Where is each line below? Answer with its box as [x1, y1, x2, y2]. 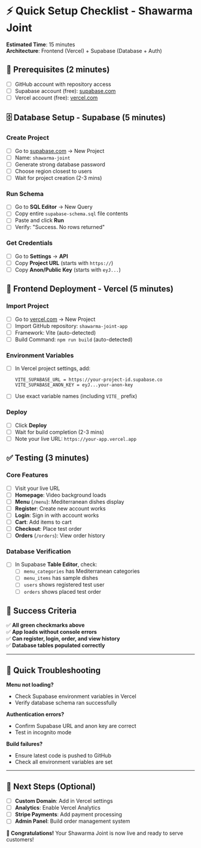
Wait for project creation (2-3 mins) [14, 174, 102, 181]
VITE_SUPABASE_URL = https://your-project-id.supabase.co [14, 377, 163, 383]
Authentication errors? [6, 711, 65, 718]
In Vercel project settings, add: [14, 365, 91, 372]
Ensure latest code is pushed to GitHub [14, 752, 112, 759]
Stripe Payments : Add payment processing [14, 811, 123, 818]
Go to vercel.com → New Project [14, 315, 96, 323]
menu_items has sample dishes [23, 575, 99, 582]
